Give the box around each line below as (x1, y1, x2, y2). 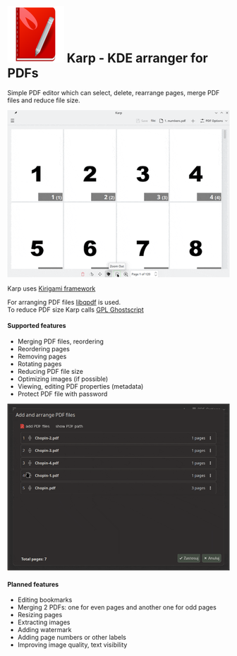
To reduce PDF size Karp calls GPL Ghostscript (7, 305, 144, 314)
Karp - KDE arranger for (66, 50, 208, 66)
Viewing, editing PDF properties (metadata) (17, 382, 144, 390)
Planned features (7, 580, 59, 588)
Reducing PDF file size (17, 367, 83, 375)
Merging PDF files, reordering (17, 337, 104, 346)
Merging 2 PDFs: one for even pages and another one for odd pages (17, 603, 217, 612)
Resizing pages (17, 611, 63, 619)
